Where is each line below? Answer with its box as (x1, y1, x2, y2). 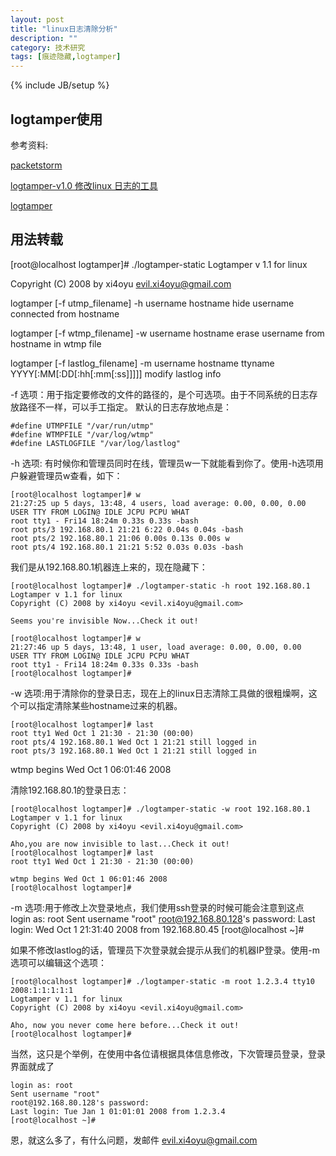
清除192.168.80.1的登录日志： (10, 784, 130, 796)
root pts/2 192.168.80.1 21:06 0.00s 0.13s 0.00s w (10, 533, 230, 543)
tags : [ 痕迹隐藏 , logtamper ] (10, 52, 122, 62)
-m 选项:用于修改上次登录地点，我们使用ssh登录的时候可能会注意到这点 (10, 901, 305, 913)
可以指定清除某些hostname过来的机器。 (18, 699, 183, 711)
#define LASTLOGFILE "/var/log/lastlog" (10, 438, 182, 448)
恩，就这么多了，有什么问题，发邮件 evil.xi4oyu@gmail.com (10, 1134, 258, 1146)
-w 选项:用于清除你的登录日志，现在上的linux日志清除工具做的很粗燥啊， (10, 687, 309, 699)
